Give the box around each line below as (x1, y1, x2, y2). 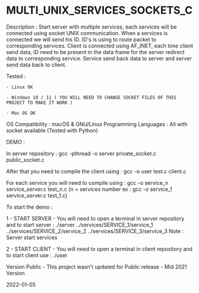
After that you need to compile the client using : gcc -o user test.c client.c (6, 168, 187, 175)
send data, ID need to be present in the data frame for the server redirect (6, 48, 185, 55)
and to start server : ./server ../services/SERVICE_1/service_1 (6, 221, 153, 228)
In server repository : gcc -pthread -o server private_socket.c (6, 150, 156, 157)
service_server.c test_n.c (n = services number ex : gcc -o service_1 (6, 185, 172, 193)
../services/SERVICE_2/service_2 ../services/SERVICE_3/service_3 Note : (6, 227, 184, 235)
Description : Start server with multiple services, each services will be (6, 23, 177, 30)
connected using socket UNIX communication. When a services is (6, 29, 168, 36)
